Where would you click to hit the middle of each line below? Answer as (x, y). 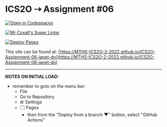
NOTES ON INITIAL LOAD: (32, 76)
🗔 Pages (29, 107)
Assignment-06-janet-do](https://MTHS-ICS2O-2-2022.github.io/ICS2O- (80, 57)
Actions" (36, 120)
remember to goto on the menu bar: (49, 86)
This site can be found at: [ (33, 52)
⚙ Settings (31, 102)
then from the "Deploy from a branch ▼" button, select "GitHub (92, 115)
